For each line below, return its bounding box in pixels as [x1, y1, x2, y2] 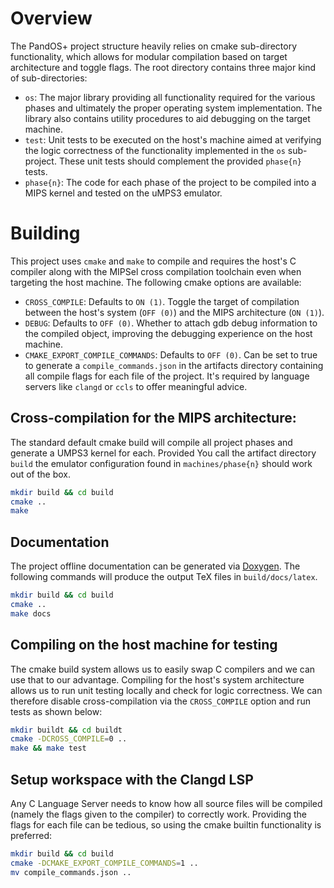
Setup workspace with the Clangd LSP [10, 771, 254, 788]
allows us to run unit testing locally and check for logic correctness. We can [10, 684, 323, 696]
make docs [10, 608, 52, 619]
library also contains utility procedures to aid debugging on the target [24, 112, 311, 124]
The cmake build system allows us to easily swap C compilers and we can [10, 663, 316, 675]
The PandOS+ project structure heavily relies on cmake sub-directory [10, 40, 297, 52]
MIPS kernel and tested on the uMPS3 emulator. [24, 187, 223, 199]
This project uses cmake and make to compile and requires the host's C [10, 255, 297, 267]
